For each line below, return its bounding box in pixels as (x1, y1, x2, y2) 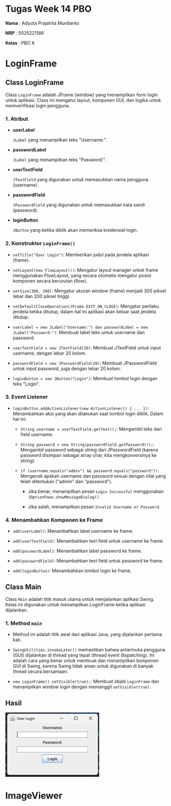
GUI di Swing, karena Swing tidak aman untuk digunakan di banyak (12, 663, 154, 669)
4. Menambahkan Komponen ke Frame (5, 516, 103, 524)
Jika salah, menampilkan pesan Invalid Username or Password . (28, 504, 161, 510)
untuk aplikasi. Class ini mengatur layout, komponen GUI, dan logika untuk (5, 97, 162, 103)
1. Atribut (5, 115, 29, 122)
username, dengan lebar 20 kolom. (12, 350, 87, 356)
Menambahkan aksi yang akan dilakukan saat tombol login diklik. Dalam (12, 410, 164, 417)
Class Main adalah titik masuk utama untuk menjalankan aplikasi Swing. (5, 596, 155, 602)
